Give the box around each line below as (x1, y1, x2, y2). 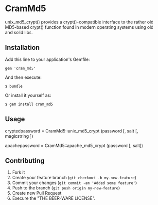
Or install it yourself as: (5, 92, 51, 98)
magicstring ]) (5, 133, 33, 139)
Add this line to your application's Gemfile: (5, 56, 90, 62)
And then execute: (5, 74, 42, 80)
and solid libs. (5, 29, 33, 35)
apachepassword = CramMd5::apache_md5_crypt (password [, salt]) (5, 142, 143, 149)
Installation (5, 43, 40, 52)
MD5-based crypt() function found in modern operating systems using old (5, 24, 154, 30)
